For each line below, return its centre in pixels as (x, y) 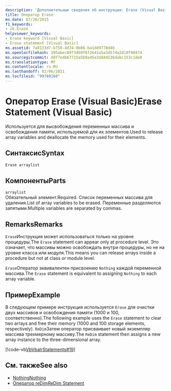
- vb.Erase (17, 29)
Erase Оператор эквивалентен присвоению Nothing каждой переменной (83, 268)
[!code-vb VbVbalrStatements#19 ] (40, 349)
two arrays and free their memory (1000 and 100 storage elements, (76, 323)
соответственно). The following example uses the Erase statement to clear (83, 318)
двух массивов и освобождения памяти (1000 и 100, (62, 312)
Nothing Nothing (29, 378)
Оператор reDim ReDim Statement (48, 383)
